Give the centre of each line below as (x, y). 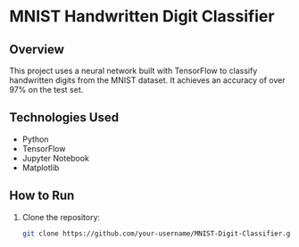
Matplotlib (41, 168)
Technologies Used (64, 118)
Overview (37, 49)
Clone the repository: (61, 217)
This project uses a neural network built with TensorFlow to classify (133, 70)
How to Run (42, 196)
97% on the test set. (46, 90)
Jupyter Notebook (55, 158)
